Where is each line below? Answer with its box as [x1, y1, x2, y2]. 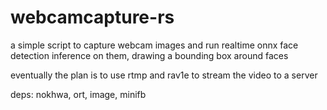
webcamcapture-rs [10, 6, 175, 29]
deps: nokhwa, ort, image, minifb [10, 88, 147, 100]
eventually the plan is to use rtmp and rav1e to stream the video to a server [10, 69, 318, 81]
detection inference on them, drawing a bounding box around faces [10, 49, 289, 61]
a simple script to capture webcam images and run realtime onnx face [10, 39, 299, 51]
